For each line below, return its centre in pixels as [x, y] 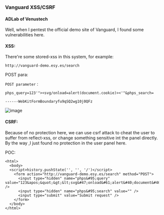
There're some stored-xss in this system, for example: [59, 57]
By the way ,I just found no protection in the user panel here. [66, 143]
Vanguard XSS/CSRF [30, 7]
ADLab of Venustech [26, 19]
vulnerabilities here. [25, 35]
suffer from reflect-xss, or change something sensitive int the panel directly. [82, 138]
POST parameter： [22, 85]
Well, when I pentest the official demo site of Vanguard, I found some [74, 30]
